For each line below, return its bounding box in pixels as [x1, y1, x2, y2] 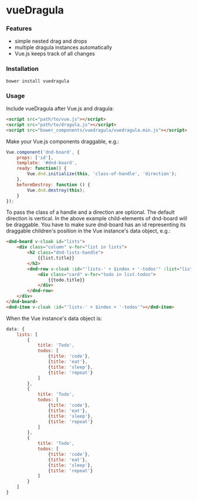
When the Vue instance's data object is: [6, 315, 103, 322]
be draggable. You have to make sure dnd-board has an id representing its [6, 221, 186, 229]
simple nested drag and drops [14, 38, 87, 45]
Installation [6, 65, 39, 73]
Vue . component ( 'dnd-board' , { [6, 149, 80, 155]
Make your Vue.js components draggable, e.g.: [6, 138, 120, 145]
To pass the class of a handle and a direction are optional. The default [6, 209, 175, 216]
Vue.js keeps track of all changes [14, 50, 96, 57]
